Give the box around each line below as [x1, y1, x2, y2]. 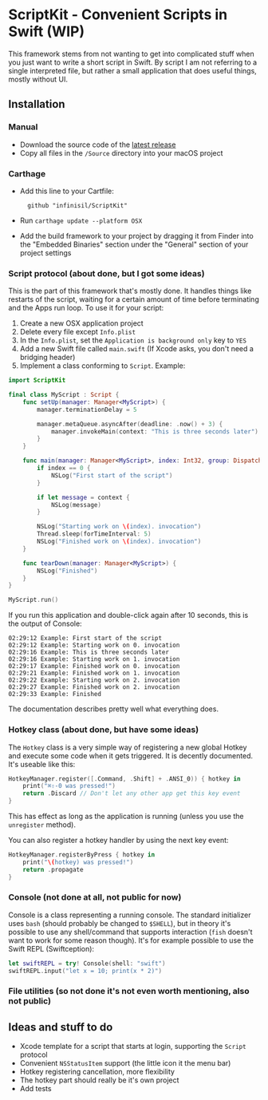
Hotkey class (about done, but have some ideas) [8, 724, 199, 735]
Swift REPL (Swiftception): [8, 944, 94, 953]
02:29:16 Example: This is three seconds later [8, 648, 170, 656]
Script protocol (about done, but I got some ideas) [8, 267, 205, 279]
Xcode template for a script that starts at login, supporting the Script [19, 1042, 246, 1051]
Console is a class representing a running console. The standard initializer [8, 910, 251, 920]
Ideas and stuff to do [8, 1020, 113, 1034]
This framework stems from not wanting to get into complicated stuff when [8, 49, 254, 58]
